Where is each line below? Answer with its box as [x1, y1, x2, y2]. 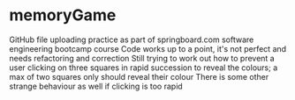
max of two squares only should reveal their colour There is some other [9, 71, 269, 82]
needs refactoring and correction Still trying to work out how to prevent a [9, 53, 276, 63]
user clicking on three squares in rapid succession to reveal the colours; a [9, 62, 278, 73]
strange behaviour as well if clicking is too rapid [9, 81, 183, 91]
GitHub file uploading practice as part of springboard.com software [9, 34, 254, 45]
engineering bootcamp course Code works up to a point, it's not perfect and [9, 43, 287, 54]
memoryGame [9, 5, 117, 25]
